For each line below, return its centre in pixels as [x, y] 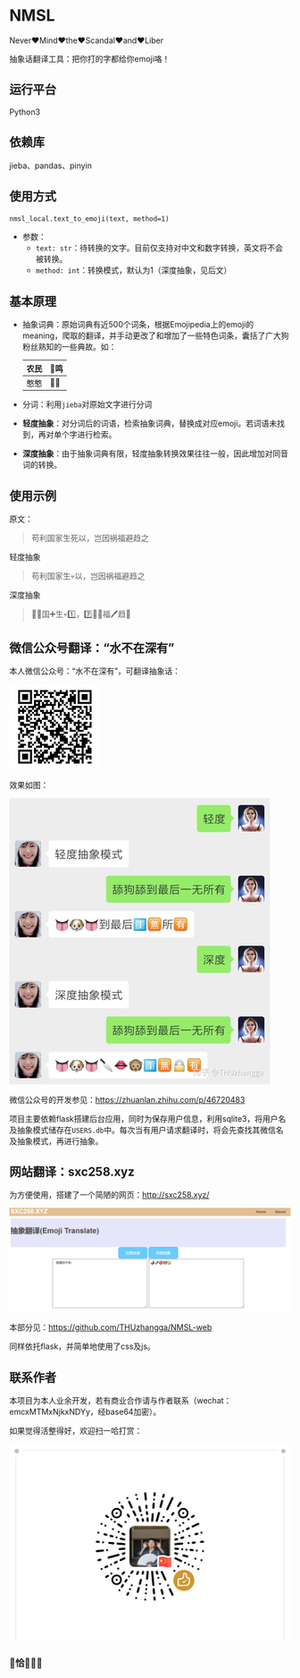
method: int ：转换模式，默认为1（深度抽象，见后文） [133, 270]
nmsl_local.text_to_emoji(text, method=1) [89, 219]
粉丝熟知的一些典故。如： [69, 347]
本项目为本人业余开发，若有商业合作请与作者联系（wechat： [121, 1401]
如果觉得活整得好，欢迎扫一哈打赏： [76, 1431]
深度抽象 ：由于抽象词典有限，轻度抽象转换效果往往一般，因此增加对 [147, 453]
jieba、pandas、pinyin [50, 165]
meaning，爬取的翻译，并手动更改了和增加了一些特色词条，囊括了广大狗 [155, 335]
